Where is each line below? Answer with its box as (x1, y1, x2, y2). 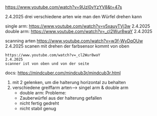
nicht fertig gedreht (19, 100, 59, 106)
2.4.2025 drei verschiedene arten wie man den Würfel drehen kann (5, 14, 142, 19)
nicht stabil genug (19, 106, 57, 111)
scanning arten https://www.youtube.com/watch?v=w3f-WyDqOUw (5, 38, 143, 44)
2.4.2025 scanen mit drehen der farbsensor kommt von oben (5, 43, 130, 49)
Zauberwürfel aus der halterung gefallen (19, 95, 102, 101)
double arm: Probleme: (19, 90, 67, 95)
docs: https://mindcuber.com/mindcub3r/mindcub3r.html (5, 70, 121, 76)
